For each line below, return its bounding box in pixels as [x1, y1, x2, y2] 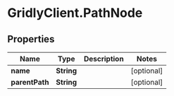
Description [83, 54, 125, 64]
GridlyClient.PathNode [7, 5, 143, 21]
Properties [7, 33, 55, 45]
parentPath [11, 78, 49, 87]
